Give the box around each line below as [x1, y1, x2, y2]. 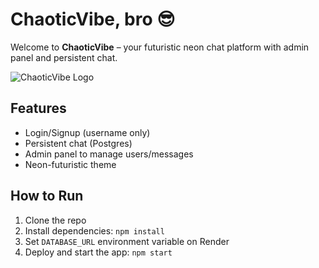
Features [10, 100, 67, 117]
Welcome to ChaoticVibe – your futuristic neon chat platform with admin [10, 41, 310, 53]
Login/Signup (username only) [24, 126, 151, 138]
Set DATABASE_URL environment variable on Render [24, 235, 230, 247]
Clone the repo [24, 214, 87, 226]
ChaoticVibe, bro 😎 [10, 8, 176, 31]
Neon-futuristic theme [24, 158, 117, 170]
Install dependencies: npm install [24, 224, 165, 237]
